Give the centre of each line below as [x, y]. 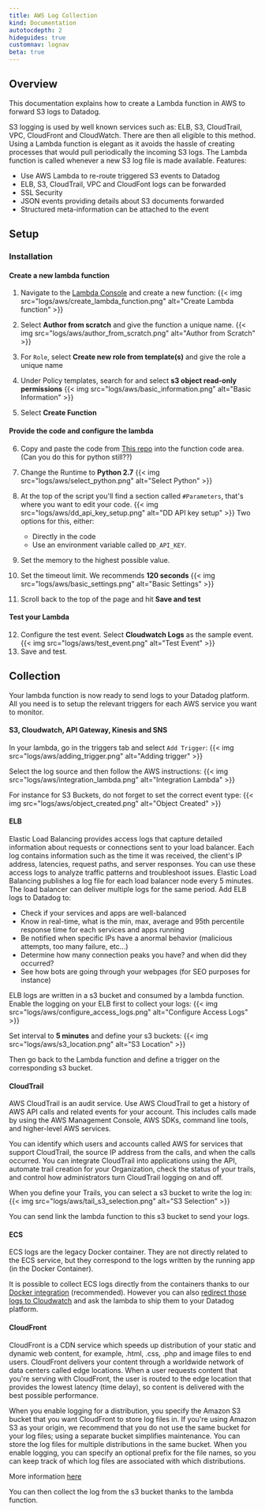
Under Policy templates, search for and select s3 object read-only [129, 381]
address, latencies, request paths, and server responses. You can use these [132, 864]
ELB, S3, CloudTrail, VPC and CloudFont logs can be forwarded [123, 184]
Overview [34, 84]
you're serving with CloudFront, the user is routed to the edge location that [130, 1378]
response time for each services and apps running [102, 929]
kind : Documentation [43, 23]
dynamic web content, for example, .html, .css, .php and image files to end [130, 1353]
